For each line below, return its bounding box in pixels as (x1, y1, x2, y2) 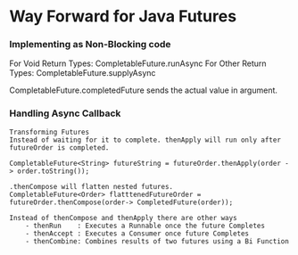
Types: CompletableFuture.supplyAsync (9, 68, 156, 78)
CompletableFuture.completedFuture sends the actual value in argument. (9, 85, 278, 95)
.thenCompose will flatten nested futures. (9, 182, 174, 191)
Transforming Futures (9, 127, 90, 136)
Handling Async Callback (9, 107, 121, 119)
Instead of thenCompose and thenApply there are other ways (9, 213, 238, 222)
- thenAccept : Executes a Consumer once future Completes (25, 229, 250, 238)
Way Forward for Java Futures (9, 6, 237, 27)
